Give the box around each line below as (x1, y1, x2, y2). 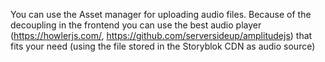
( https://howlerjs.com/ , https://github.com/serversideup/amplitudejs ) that (10, 30, 313, 41)
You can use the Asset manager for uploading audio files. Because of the (10, 9, 312, 20)
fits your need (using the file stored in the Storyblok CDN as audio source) (10, 40, 316, 52)
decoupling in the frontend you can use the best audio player (10, 19, 262, 31)
